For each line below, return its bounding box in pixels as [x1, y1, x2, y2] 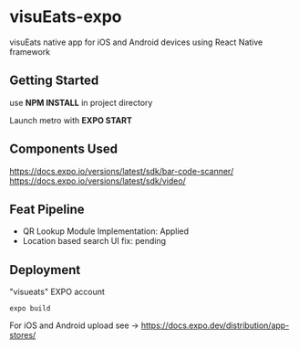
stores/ [9, 330, 36, 341]
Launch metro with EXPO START [9, 114, 132, 125]
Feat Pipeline [9, 201, 85, 217]
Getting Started [9, 73, 99, 89]
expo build [9, 304, 51, 313]
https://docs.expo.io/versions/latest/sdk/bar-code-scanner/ [9, 165, 234, 176]
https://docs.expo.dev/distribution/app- [140, 320, 290, 331]
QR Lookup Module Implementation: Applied [22, 226, 190, 237]
